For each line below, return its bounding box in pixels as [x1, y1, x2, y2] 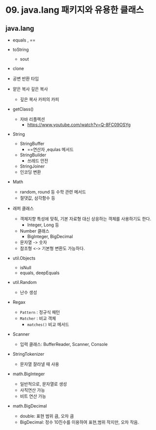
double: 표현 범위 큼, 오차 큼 [19, 413, 74, 419]
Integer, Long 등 [27, 222, 59, 228]
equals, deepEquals [19, 270, 60, 276]
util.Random [12, 279, 37, 285]
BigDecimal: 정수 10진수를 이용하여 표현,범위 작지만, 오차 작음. [19, 419, 139, 425]
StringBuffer [19, 141, 45, 147]
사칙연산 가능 [19, 387, 45, 393]
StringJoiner [19, 163, 45, 169]
